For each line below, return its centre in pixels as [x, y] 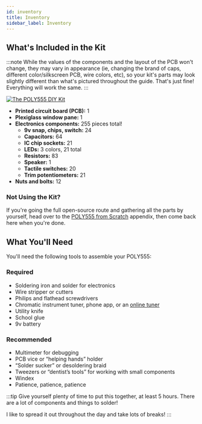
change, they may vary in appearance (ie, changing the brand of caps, [94, 68]
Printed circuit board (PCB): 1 [52, 111]
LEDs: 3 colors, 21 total [52, 150]
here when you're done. [36, 223]
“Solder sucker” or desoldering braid [61, 365]
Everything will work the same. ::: [47, 87]
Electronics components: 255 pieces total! [68, 124]
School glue [30, 317]
